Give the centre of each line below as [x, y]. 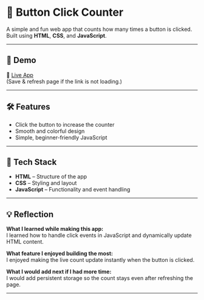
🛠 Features [28, 107]
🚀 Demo [21, 60]
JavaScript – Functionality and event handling [73, 190]
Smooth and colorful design [50, 131]
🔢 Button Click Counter [65, 12]
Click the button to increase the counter [65, 124]
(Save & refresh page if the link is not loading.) [64, 81]
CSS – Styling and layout [46, 183]
